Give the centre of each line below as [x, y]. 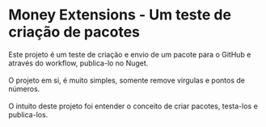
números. [24, 89]
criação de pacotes [74, 32]
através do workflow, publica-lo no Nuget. [78, 63]
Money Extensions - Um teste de [120, 15]
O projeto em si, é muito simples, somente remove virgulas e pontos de [127, 80]
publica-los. [28, 114]
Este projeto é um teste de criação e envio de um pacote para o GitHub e [130, 54]
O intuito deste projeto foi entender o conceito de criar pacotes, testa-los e [133, 106]
